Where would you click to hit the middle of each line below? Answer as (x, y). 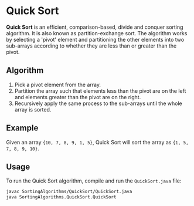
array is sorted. (33, 109)
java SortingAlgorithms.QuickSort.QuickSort (61, 197)
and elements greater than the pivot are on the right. (78, 97)
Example (22, 128)
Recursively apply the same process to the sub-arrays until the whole (98, 103)
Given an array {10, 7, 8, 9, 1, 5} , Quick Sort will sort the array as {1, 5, (97, 142)
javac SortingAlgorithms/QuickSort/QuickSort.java (69, 192)
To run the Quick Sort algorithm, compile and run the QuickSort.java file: (94, 181)
